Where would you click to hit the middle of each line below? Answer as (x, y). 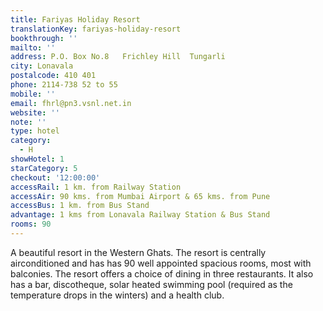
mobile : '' (33, 94)
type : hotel (35, 131)
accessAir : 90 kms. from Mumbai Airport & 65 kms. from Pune (140, 196)
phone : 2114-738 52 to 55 (64, 85)
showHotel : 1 (37, 159)
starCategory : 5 (44, 168)
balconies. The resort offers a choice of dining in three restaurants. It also (162, 273)
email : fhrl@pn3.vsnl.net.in (71, 103)
